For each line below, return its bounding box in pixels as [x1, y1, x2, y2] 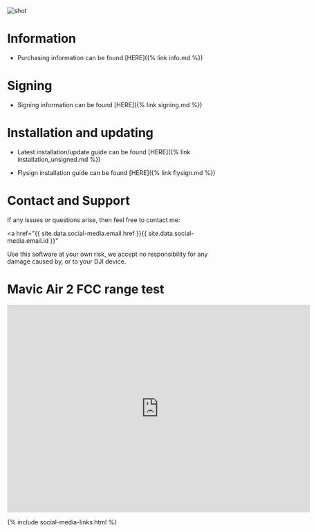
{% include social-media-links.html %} [7, 517, 118, 526]
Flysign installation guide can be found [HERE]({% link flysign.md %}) [17, 168, 216, 176]
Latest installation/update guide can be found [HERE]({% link [17, 147, 191, 156]
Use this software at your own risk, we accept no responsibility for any [7, 250, 208, 258]
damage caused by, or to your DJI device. [7, 257, 127, 266]
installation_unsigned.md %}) [17, 155, 101, 163]
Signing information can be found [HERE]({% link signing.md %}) [17, 100, 203, 109]
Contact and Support [7, 193, 130, 208]
